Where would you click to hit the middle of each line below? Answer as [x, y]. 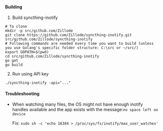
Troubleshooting [22, 94]
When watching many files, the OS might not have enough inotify [77, 104]
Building [14, 7]
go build [14, 65]
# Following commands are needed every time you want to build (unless [79, 44]
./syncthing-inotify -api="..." [38, 83]
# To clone [16, 27]
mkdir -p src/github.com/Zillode [39, 31]
